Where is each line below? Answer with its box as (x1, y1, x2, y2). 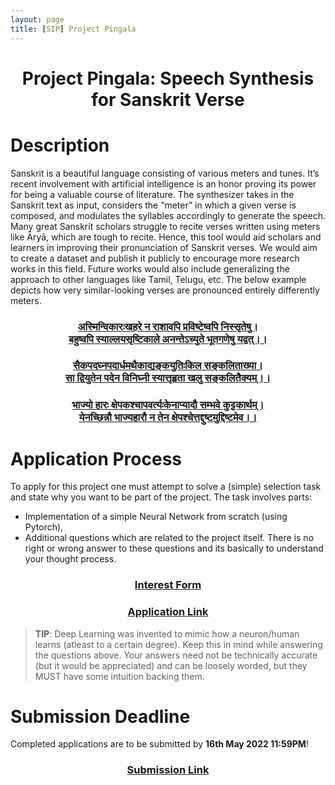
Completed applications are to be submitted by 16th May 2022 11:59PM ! (10, 738, 309, 750)
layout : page (10, 14, 65, 25)
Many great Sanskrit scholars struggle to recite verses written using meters (10, 220, 321, 232)
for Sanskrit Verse (91, 88, 245, 111)
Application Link (127, 605, 209, 619)
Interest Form (134, 578, 202, 592)
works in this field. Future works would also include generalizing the (10, 262, 290, 275)
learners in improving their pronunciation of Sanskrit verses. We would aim (10, 241, 318, 253)
